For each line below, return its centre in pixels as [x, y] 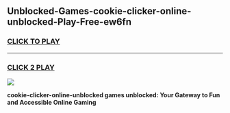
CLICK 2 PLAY [31, 67]
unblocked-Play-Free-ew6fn [69, 22]
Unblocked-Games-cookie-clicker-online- [99, 11]
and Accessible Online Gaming [52, 102]
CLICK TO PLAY [34, 42]
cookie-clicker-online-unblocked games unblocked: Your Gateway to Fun [114, 95]
